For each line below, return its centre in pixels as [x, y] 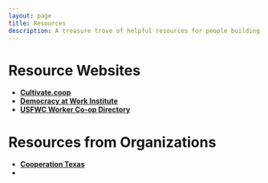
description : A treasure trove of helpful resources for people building [134, 31]
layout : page [30, 16]
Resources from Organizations [112, 142]
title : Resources [37, 23]
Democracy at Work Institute [69, 101]
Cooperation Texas [53, 165]
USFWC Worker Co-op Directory [75, 110]
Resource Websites [75, 70]
